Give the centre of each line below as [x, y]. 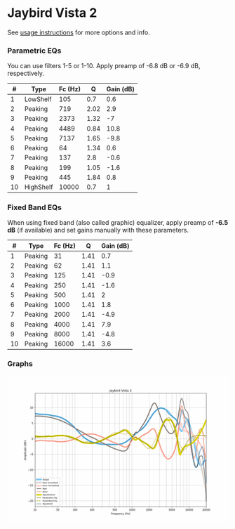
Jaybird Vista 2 [52, 13]
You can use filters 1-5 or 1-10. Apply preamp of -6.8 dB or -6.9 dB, [104, 66]
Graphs [20, 364]
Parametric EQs [34, 51]
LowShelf [38, 99]
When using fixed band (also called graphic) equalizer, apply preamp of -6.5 [118, 223]
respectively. [26, 73]
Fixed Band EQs [34, 207]
